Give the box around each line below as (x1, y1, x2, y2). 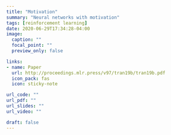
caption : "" (11, 37, 42, 43)
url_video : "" (6, 109, 42, 115)
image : (6, 31, 23, 37)
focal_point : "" (11, 43, 52, 49)
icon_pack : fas (11, 76, 50, 82)
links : (6, 58, 23, 65)
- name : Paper (6, 64, 42, 70)
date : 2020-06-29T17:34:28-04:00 (6, 25, 90, 32)
